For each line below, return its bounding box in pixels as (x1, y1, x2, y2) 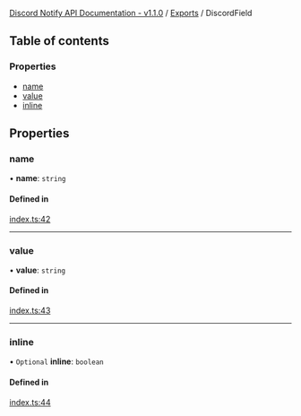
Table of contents (9, 33, 109, 48)
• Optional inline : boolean (9, 356, 105, 367)
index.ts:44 (9, 396, 51, 407)
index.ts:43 (9, 305, 51, 316)
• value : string (9, 264, 65, 275)
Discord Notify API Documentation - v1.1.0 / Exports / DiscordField (9, 8, 253, 18)
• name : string (9, 173, 66, 184)
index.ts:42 (9, 213, 51, 224)
